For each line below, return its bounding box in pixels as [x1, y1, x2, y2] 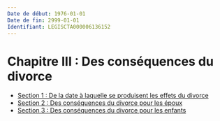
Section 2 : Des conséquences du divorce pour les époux [17, 99, 183, 107]
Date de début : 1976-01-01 [7, 10, 86, 17]
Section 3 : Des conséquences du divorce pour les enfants [17, 106, 186, 115]
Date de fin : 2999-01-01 [7, 17, 80, 24]
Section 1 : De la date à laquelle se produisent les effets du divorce [17, 92, 209, 100]
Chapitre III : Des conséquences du [7, 53, 214, 69]
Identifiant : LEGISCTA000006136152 [7, 23, 111, 30]
